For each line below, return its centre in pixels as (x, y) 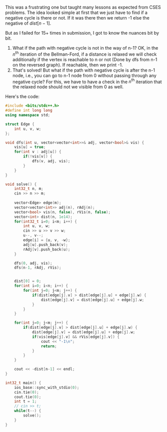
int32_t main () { (23, 383)
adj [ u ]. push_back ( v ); (46, 245)
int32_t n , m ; (29, 189)
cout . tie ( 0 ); (28, 397)
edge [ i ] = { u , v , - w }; (47, 240)
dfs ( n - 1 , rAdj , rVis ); (38, 268)
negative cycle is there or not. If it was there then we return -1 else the (77, 18)
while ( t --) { (28, 411)
